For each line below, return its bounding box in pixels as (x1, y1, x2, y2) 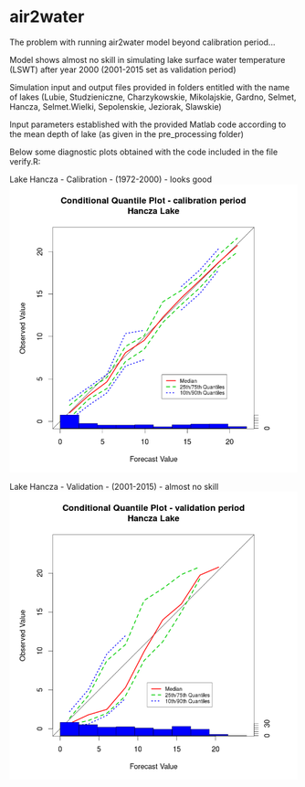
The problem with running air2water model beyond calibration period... (9, 37, 276, 48)
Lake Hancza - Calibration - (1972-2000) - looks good (9, 174, 213, 185)
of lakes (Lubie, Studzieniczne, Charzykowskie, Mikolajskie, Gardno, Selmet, (9, 91, 297, 102)
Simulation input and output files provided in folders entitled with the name (9, 81, 290, 92)
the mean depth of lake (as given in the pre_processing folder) (9, 128, 245, 139)
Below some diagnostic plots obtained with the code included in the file (9, 146, 279, 157)
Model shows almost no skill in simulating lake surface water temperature (9, 54, 286, 65)
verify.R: (9, 155, 41, 166)
